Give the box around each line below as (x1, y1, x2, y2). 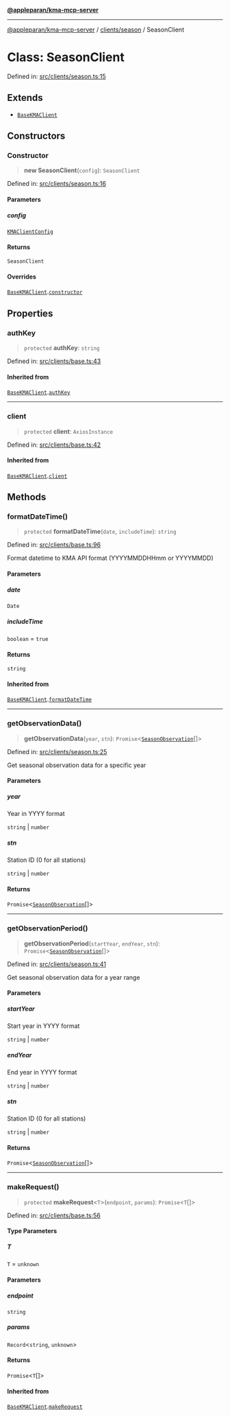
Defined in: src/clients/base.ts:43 (7, 357, 101, 366)
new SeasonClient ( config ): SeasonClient (23, 166, 140, 174)
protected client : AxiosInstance (23, 427, 114, 435)
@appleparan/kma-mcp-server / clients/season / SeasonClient (7, 25, 185, 34)
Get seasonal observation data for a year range (7, 973, 140, 981)
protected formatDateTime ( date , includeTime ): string (23, 528, 177, 536)
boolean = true (7, 635, 49, 643)
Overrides (7, 272, 36, 281)
